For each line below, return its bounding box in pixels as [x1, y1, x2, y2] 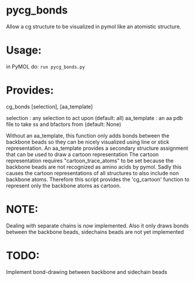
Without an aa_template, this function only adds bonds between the [6, 132, 170, 139]
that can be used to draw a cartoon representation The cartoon [6, 150, 159, 158]
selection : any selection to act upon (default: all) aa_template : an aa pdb [6, 114, 183, 121]
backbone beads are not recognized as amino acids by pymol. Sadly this [6, 163, 182, 170]
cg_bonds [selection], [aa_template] [6, 103, 93, 110]
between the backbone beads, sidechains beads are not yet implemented [6, 228, 184, 235]
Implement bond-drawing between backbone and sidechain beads [6, 268, 167, 275]
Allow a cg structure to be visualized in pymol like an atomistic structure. [6, 23, 181, 30]
